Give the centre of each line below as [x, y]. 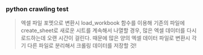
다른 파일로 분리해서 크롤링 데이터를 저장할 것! [82, 46]
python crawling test [37, 9]
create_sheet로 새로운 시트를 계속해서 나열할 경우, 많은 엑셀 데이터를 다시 [109, 31]
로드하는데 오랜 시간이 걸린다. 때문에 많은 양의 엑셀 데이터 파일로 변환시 [105, 38]
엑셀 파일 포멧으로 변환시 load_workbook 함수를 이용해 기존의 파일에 [103, 23]
